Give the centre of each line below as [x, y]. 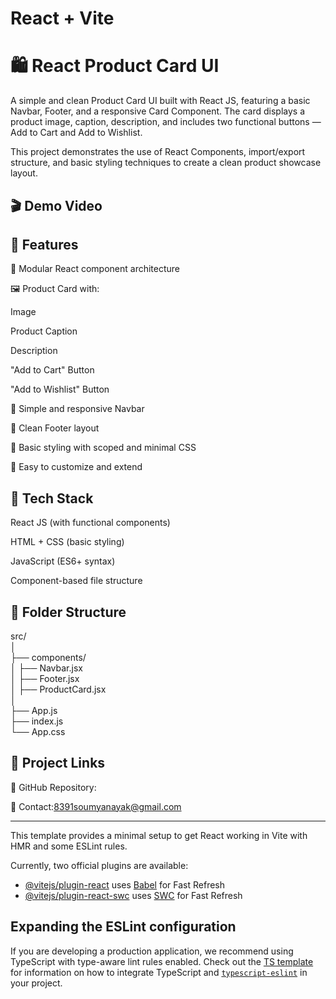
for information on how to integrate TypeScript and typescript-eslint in [159, 972]
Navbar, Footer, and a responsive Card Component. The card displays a [158, 111]
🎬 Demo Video [56, 205]
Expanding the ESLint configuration [123, 927]
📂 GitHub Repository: [53, 787]
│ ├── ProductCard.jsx [58, 689]
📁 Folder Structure [68, 612]
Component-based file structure [76, 581]
